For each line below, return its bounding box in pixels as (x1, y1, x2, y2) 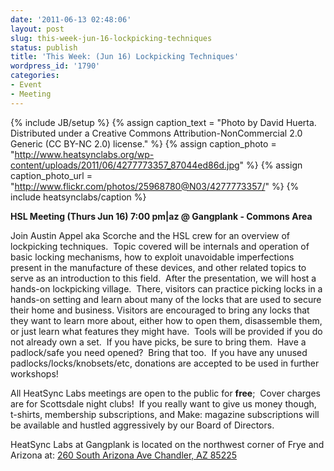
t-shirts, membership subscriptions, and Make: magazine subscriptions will (10, 408, 320, 420)
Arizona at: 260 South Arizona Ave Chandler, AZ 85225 (10, 449, 238, 461)
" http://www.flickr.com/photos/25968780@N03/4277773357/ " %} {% (10, 180, 300, 192)
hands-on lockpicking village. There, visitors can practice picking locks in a (10, 282, 323, 295)
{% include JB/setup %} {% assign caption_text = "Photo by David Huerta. (10, 116, 317, 128)
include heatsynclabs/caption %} (10, 191, 147, 203)
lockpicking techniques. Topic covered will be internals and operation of (10, 240, 310, 252)
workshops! (10, 367, 59, 380)
